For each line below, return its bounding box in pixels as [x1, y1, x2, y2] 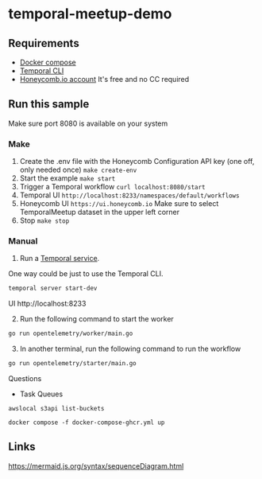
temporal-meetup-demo [8, 5, 172, 23]
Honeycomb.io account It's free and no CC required [19, 75, 190, 84]
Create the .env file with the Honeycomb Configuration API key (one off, [19, 157, 255, 166]
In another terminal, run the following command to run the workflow [19, 344, 241, 354]
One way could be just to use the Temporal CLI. [8, 269, 164, 278]
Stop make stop [19, 216, 70, 225]
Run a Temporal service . [19, 254, 100, 263]
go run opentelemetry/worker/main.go [8, 329, 133, 338]
